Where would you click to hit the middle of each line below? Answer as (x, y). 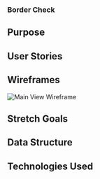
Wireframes (34, 80)
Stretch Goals (38, 119)
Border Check (31, 10)
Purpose (26, 33)
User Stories (35, 56)
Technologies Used (50, 166)
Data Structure (40, 142)
